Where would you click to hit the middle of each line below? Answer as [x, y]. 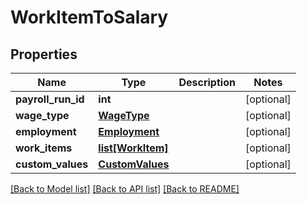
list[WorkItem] [133, 148]
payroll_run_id [50, 99]
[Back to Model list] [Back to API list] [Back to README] [125, 189]
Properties [44, 54]
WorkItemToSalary [89, 17]
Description [207, 82]
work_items [44, 148]
